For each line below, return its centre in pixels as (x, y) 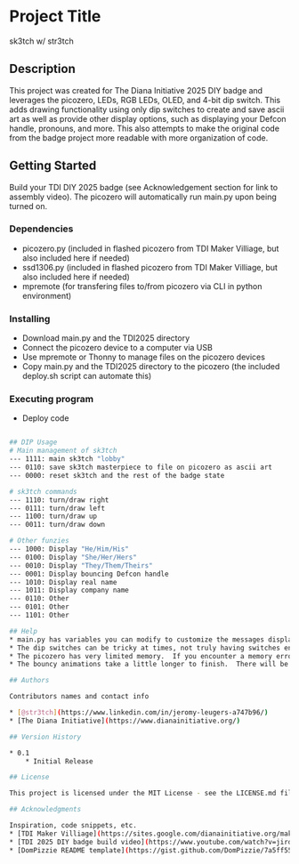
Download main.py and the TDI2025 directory (105, 338)
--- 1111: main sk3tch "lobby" (67, 459)
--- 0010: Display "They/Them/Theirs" (81, 565)
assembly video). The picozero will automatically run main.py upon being (143, 197)
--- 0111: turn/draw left (57, 508)
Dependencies (41, 229)
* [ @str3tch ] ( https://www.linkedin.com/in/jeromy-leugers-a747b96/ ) (139, 713)
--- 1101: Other (39, 616)
